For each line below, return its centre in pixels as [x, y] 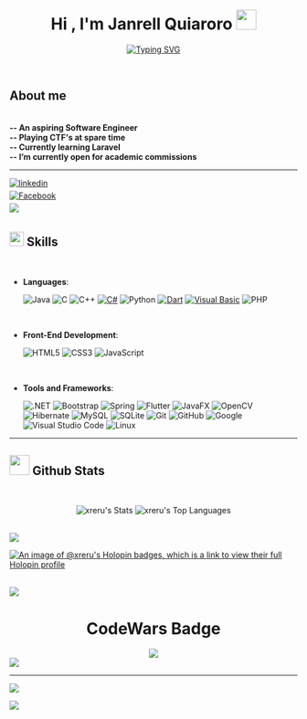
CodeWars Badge [153, 628]
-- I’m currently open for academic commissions [103, 156]
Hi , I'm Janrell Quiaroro [142, 24]
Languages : [46, 281]
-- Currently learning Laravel [65, 147]
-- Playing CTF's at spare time [68, 137]
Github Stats [68, 471]
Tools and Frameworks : [68, 387]
